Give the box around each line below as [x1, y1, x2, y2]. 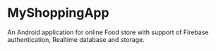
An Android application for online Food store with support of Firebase [7, 28, 209, 36]
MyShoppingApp [7, 5, 109, 21]
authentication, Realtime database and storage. [7, 35, 145, 43]
